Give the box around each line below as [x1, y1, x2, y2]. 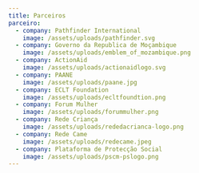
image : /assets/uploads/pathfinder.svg [22, 33, 156, 42]
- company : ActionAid [15, 57, 88, 65]
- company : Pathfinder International [15, 26, 141, 34]
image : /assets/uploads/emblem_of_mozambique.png [22, 49, 192, 57]
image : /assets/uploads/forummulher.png [22, 108, 159, 116]
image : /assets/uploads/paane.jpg [22, 78, 137, 86]
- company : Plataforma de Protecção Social [15, 145, 162, 153]
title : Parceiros [8, 11, 66, 20]
